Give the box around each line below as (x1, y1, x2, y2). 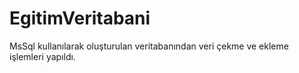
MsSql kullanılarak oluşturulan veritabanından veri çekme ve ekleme (9, 40, 289, 52)
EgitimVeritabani (9, 7, 151, 30)
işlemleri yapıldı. (9, 50, 76, 62)
